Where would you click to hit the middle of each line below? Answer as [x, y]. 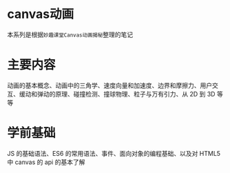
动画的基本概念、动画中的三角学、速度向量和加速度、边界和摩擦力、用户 [109, 85]
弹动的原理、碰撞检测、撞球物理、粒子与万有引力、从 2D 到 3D [126, 94]
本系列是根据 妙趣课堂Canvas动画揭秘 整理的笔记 [70, 34]
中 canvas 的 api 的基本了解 [46, 162]
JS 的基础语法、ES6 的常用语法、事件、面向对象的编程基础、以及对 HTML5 [114, 153]
